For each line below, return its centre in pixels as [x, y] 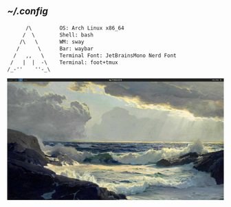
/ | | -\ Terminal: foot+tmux [64, 62]
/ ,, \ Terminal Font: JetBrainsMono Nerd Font [95, 55]
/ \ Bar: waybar [55, 48]
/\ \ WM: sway [52, 42]
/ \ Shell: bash [58, 35]
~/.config [27, 11]
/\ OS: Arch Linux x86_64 [75, 28]
